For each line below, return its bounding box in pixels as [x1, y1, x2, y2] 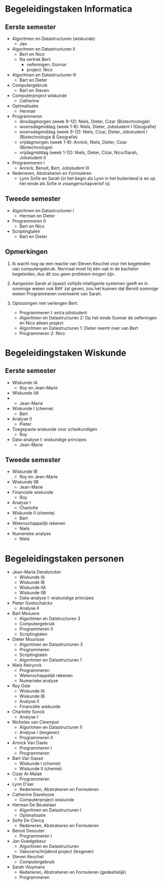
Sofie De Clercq [12, 817, 44, 824]
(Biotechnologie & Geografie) [19, 134, 78, 140]
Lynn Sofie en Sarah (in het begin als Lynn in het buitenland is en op [19, 175, 156, 181]
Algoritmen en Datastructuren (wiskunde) [12, 36, 95, 41]
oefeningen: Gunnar [26, 62, 67, 67]
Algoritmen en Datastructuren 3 [19, 641, 83, 647]
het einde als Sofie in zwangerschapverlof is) [19, 181, 110, 186]
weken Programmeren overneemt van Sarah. [12, 291, 102, 297]
